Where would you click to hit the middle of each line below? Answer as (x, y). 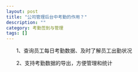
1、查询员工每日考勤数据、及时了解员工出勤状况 (74, 51)
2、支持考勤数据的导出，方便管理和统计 (65, 63)
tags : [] (17, 33)
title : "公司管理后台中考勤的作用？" (47, 17)
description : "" (26, 22)
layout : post (22, 11)
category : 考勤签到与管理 (35, 28)
